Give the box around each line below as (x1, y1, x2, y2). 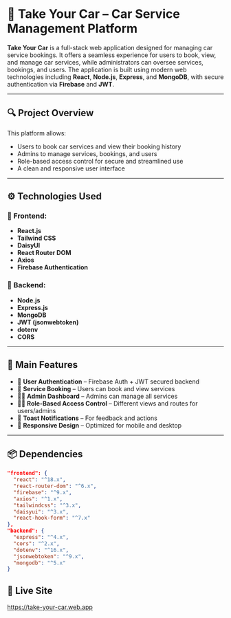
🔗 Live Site (7, 584, 53, 597)
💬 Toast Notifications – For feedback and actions (16, 414, 158, 422)
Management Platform (7, 21, 138, 36)
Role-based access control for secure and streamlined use (16, 157, 184, 165)
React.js (16, 227, 42, 235)
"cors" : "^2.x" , (13, 540, 60, 547)
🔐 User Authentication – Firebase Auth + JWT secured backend (16, 377, 200, 386)
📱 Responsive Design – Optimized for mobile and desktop (16, 421, 182, 429)
